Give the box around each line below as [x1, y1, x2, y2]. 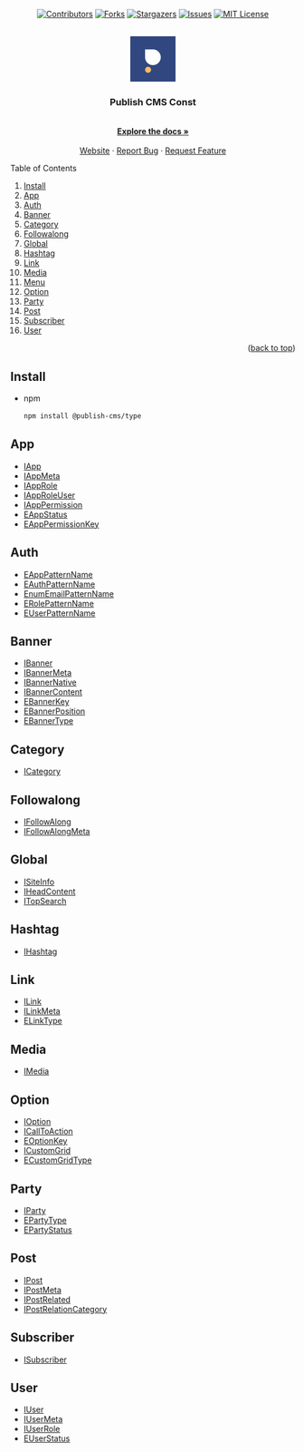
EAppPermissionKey [23, 518, 100, 530]
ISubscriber [23, 1354, 67, 1365]
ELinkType [23, 1016, 62, 1027]
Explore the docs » [117, 126, 189, 137]
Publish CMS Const [109, 95, 197, 108]
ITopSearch [23, 895, 67, 906]
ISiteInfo [23, 876, 55, 887]
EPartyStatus [23, 1224, 72, 1235]
